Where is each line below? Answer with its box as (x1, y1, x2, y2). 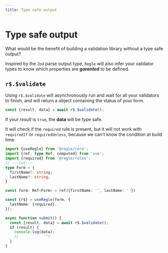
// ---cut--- (5, 160, 33, 165)
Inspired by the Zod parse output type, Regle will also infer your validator (5, 61, 154, 67)
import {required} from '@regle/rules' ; (5, 156, 91, 161)
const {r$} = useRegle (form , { (5, 197, 71, 202)
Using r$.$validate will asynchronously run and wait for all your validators (5, 92, 159, 98)
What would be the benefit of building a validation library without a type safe (5, 46, 163, 52)
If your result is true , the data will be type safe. (5, 116, 103, 123)
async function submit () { (5, 215, 62, 220)
